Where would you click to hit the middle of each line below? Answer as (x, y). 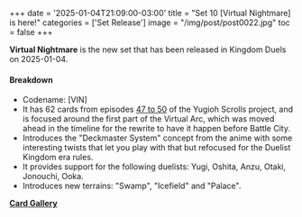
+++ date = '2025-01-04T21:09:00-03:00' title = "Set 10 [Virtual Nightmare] (150, 13)
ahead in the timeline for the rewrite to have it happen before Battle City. (156, 129)
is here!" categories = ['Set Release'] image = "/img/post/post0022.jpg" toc (150, 23)
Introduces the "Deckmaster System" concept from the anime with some (157, 138)
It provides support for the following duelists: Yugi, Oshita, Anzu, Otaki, (154, 167)
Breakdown (31, 79)
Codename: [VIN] (55, 100)
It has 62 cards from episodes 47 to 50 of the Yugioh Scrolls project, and (158, 109)
